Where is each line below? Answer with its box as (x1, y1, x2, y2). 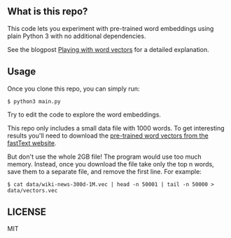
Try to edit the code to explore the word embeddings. (7, 110, 161, 119)
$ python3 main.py (7, 98, 61, 105)
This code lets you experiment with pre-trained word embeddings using (7, 24, 214, 32)
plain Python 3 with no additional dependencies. (7, 32, 146, 40)
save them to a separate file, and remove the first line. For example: (7, 167, 202, 176)
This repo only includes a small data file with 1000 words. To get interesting (7, 124, 225, 132)
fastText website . (7, 138, 57, 147)
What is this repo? (7, 6, 88, 18)
